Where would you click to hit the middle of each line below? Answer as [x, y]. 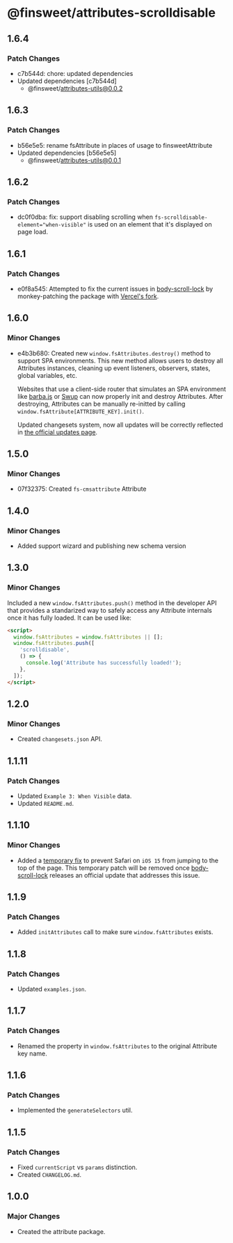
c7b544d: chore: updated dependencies [75, 73]
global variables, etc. [47, 375]
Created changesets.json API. [60, 739]
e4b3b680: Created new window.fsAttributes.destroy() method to [114, 353]
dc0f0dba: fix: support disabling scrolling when [85, 217]
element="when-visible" [52, 225]
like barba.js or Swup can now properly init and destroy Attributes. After [120, 396]
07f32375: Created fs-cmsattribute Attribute [82, 489]
